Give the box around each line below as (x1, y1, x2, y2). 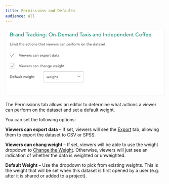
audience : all (5, 13, 35, 19)
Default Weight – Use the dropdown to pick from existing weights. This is (5, 162, 158, 168)
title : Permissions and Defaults (5, 8, 76, 13)
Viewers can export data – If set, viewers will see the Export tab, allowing (5, 126, 159, 132)
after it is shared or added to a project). (5, 173, 87, 179)
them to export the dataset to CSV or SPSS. (5, 132, 96, 138)
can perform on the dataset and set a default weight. (5, 107, 115, 113)
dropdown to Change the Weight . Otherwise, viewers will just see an (5, 147, 148, 153)
